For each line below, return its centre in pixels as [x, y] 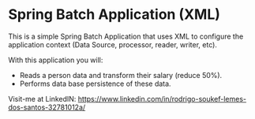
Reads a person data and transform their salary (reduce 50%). [121, 75]
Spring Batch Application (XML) [114, 15]
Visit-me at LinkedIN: [42, 99]
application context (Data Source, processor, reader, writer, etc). [112, 44]
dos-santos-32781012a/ [47, 107]
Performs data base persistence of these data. [95, 84]
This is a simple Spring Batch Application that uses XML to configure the [126, 36]
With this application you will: [56, 60]
